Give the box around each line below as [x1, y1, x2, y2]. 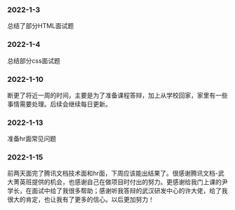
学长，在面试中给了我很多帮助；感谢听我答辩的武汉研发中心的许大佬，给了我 [7, 187, 228, 195]
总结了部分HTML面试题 [7, 22, 75, 30]
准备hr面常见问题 [7, 134, 57, 143]
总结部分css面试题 [7, 56, 61, 64]
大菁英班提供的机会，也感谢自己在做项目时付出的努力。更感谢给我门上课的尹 [7, 178, 228, 186]
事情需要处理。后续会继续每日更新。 [7, 99, 112, 108]
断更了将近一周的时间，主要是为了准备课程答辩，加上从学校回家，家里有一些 [7, 91, 228, 99]
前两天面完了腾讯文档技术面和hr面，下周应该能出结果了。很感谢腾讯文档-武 [7, 169, 225, 178]
